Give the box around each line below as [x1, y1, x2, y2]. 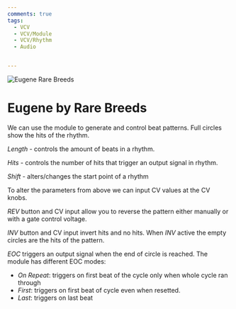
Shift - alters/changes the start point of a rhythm [7, 172, 149, 181]
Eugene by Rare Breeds [7, 100, 147, 116]
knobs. [7, 193, 28, 202]
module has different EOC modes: [7, 257, 106, 266]
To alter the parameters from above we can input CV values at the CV [7, 186, 210, 194]
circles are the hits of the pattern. [7, 235, 105, 245]
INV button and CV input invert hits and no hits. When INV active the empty [7, 228, 227, 237]
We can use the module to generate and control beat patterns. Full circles [7, 123, 222, 132]
